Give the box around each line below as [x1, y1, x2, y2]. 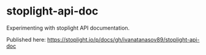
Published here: [6, 36, 46, 43]
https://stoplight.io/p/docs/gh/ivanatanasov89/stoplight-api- [47, 36, 200, 43]
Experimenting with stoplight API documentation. [6, 24, 130, 31]
